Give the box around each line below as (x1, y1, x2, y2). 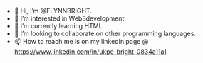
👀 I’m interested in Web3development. (14, 14, 127, 23)
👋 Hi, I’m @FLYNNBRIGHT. (14, 7, 93, 15)
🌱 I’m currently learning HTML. (14, 22, 105, 30)
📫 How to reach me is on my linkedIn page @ (14, 38, 149, 45)
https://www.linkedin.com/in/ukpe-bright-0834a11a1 (14, 47, 167, 56)
